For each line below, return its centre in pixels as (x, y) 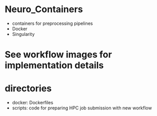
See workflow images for (58, 55)
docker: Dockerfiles (33, 103)
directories (28, 88)
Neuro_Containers (44, 9)
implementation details (54, 66)
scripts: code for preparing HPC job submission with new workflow (82, 108)
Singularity (23, 34)
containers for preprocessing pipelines (52, 23)
